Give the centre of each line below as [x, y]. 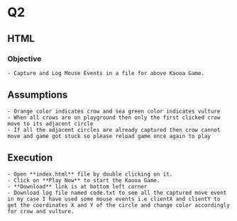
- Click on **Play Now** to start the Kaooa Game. [84, 180]
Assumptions [38, 95]
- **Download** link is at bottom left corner [77, 186]
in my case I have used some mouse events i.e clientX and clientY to [114, 199]
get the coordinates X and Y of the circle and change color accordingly [119, 205]
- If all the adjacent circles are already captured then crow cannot [114, 130]
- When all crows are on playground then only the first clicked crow [114, 118]
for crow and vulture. [41, 211]
